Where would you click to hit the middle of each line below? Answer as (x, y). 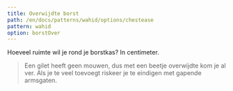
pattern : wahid (29, 26)
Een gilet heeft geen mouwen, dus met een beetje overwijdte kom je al (125, 65)
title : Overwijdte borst (43, 13)
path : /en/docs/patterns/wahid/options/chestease (81, 20)
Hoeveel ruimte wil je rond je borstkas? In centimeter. (83, 52)
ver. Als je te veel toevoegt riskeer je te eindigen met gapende (113, 73)
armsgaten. (41, 81)
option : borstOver (34, 33)
